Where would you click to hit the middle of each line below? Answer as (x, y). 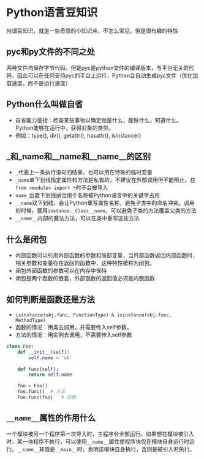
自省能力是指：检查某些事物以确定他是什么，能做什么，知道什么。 (98, 120)
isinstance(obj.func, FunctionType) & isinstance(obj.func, (93, 315)
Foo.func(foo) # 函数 (47, 397)
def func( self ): (38, 369)
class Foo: (20, 346)
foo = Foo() (32, 386)
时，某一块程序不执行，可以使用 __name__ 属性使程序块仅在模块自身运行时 (98, 441)
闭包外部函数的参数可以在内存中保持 (61, 271)
